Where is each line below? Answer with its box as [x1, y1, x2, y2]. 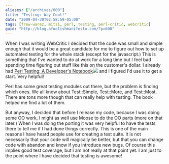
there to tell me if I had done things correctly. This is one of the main [5, 126, 148, 132]
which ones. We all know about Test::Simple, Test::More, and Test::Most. [5, 89, 157, 95]
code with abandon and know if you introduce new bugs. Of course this [5, 142, 155, 148]
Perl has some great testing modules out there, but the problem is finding [5, 84, 158, 90]
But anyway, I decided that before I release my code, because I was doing [5, 110, 160, 116]
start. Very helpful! [5, 73, 44, 79]
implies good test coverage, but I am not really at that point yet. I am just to [5, 147, 162, 153]
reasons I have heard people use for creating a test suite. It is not [5, 131, 141, 138]
